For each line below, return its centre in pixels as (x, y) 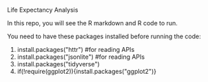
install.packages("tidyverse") (58, 64)
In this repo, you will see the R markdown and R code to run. (92, 23)
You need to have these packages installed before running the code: (104, 36)
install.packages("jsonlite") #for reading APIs (81, 57)
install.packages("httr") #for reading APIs (76, 50)
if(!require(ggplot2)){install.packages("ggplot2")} (87, 71)
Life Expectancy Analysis (43, 10)
